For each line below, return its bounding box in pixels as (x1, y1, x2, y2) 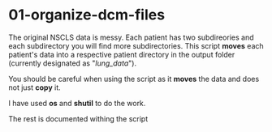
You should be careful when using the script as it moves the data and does (8, 74, 260, 83)
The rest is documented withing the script (8, 113, 149, 123)
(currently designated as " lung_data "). (8, 58, 136, 68)
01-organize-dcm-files (8, 6, 165, 24)
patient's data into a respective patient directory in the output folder (8, 49, 235, 59)
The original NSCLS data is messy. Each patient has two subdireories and (8, 32, 254, 42)
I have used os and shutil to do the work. (8, 98, 146, 108)
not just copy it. (8, 83, 61, 92)
